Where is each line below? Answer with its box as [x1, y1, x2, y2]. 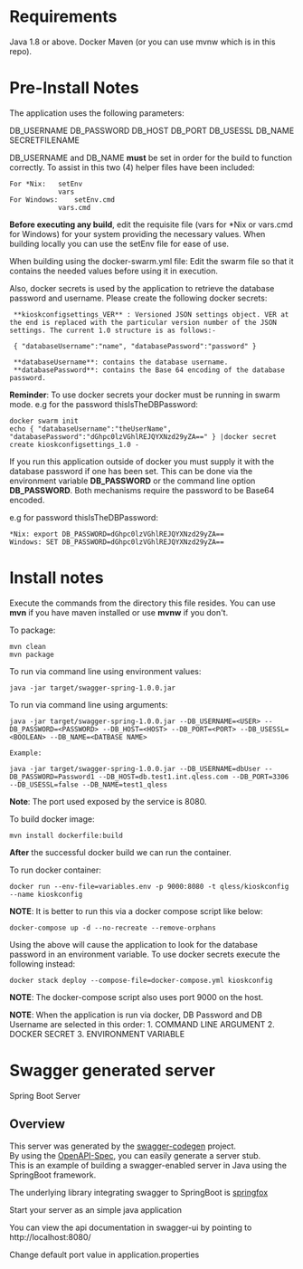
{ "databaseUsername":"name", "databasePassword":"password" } [13, 341, 257, 350]
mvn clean [9, 642, 47, 651]
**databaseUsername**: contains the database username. [13, 358, 229, 367]
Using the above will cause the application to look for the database [9, 939, 258, 949]
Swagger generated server [9, 1061, 215, 1081]
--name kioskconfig [9, 890, 83, 899]
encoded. [9, 494, 45, 505]
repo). [9, 45, 33, 56]
